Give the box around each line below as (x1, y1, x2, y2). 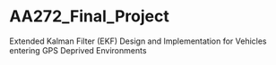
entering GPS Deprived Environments (9, 45, 147, 55)
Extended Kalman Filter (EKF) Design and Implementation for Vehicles (9, 36, 267, 46)
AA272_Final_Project (9, 6, 170, 27)
